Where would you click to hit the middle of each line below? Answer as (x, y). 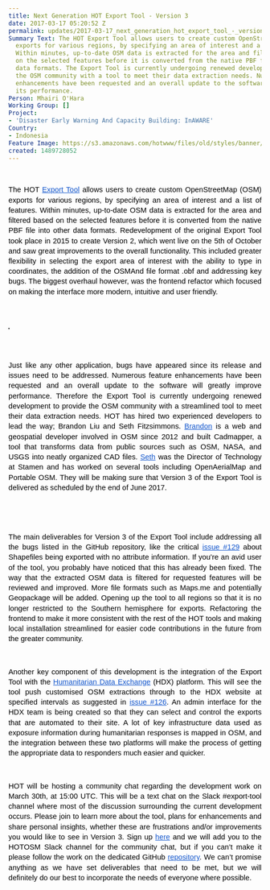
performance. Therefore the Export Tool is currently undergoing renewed (135, 396)
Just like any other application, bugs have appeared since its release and (135, 365)
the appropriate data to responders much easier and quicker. (107, 753)
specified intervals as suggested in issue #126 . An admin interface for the (135, 702)
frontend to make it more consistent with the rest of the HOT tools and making (135, 618)
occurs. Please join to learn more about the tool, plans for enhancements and (135, 817)
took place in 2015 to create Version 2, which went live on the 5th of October (135, 241)
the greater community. (46, 639)
